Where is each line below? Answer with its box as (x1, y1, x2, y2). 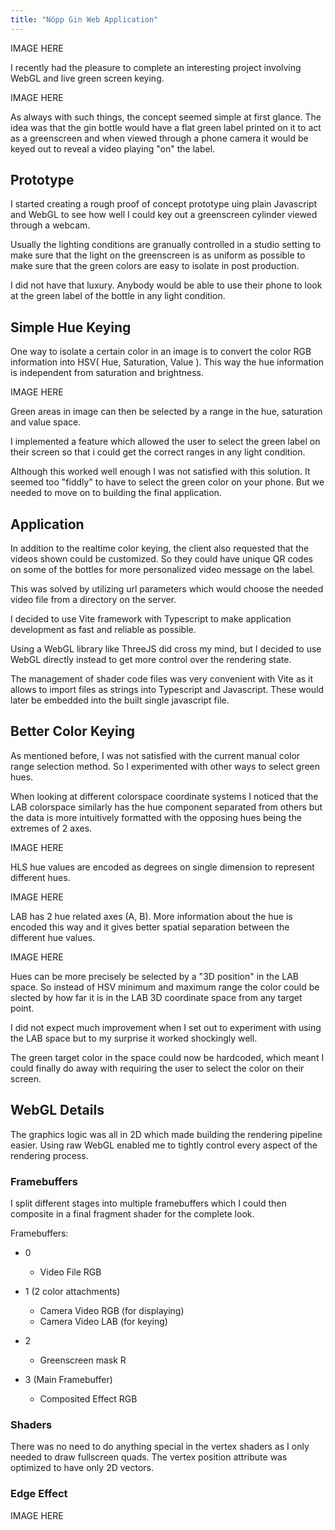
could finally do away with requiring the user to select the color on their (10, 1062, 305, 1074)
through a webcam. (10, 219, 91, 231)
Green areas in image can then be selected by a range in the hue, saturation (10, 406, 323, 418)
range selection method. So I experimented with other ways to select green (10, 760, 321, 772)
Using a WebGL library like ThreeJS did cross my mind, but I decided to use (10, 643, 322, 655)
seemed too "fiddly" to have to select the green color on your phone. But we (10, 476, 325, 488)
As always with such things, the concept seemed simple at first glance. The (10, 111, 322, 123)
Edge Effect (10, 1487, 68, 1501)
